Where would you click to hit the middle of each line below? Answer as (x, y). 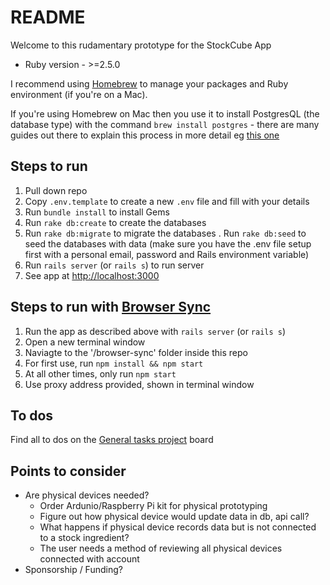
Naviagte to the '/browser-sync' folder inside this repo (136, 352)
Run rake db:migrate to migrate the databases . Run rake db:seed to (165, 233)
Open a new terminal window (85, 342)
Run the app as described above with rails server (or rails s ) (155, 331)
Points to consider (68, 471)
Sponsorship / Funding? (73, 570)
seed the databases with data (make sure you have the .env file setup (168, 243)
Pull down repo (56, 190)
